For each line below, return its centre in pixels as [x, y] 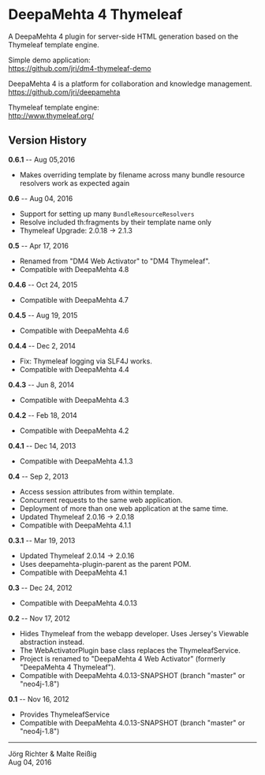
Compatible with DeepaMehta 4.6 [74, 330]
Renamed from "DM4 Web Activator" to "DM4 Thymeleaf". [115, 261]
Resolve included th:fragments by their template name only [115, 222]
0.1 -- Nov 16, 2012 [39, 699]
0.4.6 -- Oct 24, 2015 [43, 285]
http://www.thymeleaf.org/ [51, 115]
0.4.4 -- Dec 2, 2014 [42, 345]
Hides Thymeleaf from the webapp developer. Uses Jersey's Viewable [134, 633]
